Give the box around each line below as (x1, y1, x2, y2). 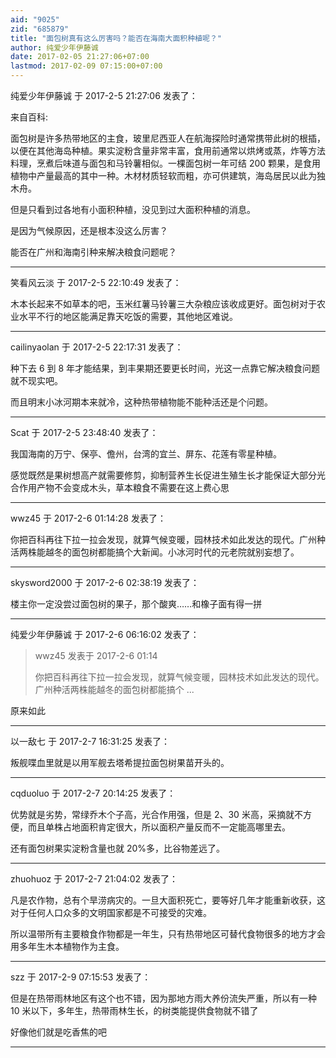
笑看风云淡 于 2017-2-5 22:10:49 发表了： (10, 277, 182, 288)
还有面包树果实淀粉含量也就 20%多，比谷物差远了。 (10, 842, 226, 854)
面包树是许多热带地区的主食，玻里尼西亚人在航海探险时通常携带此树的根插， (10, 132, 326, 144)
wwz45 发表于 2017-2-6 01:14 (34, 650, 158, 661)
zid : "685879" (10, 24, 70, 34)
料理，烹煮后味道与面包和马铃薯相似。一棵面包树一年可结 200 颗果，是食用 (10, 157, 322, 169)
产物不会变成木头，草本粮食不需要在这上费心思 (36, 482, 230, 493)
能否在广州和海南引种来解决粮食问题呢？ (10, 246, 177, 258)
